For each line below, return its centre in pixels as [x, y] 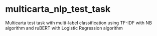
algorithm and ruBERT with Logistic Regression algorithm [64, 28]
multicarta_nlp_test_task [58, 9]
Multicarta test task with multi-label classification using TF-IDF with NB [78, 23]
